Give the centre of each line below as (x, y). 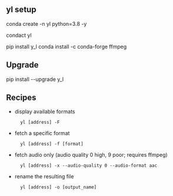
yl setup (21, 10)
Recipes (21, 98)
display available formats (45, 111)
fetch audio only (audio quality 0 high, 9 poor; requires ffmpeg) (91, 155)
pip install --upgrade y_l (35, 79)
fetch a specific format (42, 133)
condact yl (19, 35)
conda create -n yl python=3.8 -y (46, 23)
